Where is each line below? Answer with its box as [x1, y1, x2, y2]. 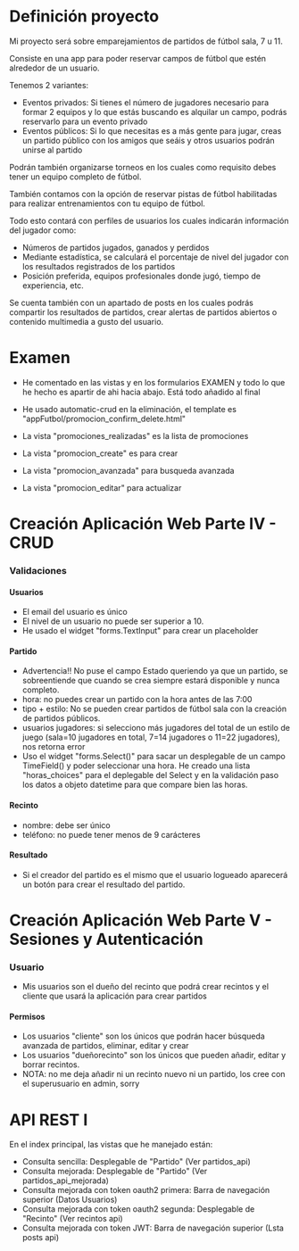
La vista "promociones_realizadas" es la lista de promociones [21, 430, 249, 441]
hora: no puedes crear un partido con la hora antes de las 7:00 [21, 694, 253, 705]
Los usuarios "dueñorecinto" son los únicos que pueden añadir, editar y [21, 1050, 287, 1061]
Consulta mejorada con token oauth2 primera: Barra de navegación [21, 1185, 270, 1196]
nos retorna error [21, 741, 86, 752]
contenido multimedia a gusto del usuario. [9, 316, 164, 327]
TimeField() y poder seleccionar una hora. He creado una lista [21, 760, 251, 771]
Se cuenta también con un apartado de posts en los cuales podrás [9, 297, 254, 308]
